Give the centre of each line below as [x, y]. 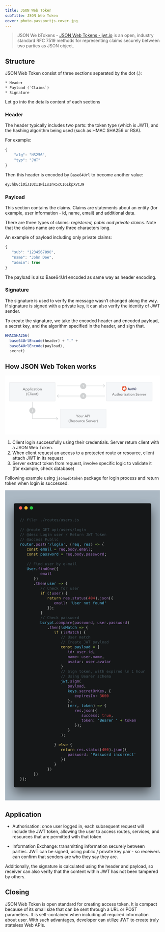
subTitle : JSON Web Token [31, 16]
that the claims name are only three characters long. [58, 228]
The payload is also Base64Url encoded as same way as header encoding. [81, 277]
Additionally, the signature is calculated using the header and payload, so [79, 866]
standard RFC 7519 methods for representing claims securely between [88, 41]
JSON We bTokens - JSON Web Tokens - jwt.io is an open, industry [85, 35]
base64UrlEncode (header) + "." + [44, 341]
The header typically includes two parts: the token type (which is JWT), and [82, 125]
